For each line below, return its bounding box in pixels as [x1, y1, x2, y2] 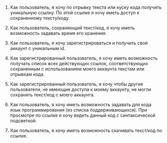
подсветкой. [10, 118, 37, 123]
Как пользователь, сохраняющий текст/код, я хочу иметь [10, 25, 135, 31]
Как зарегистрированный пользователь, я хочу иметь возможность [10, 55, 158, 61]
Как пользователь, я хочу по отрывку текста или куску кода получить [10, 5, 162, 10]
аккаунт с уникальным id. [10, 45, 66, 51]
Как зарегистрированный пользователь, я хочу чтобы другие [10, 81, 143, 87]
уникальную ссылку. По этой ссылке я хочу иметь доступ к [10, 10, 140, 16]
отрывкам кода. [10, 71, 45, 77]
